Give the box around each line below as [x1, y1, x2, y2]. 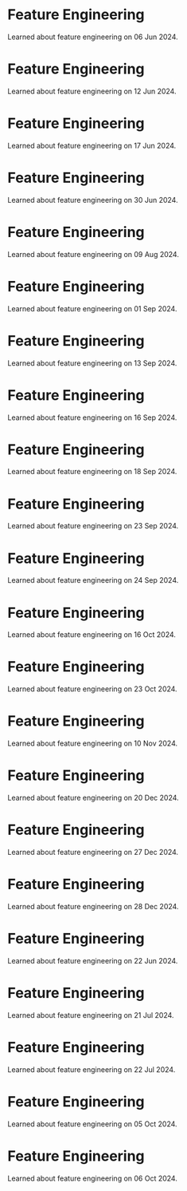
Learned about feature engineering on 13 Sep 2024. [7, 358, 177, 368]
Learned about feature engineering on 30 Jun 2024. [7, 195, 178, 204]
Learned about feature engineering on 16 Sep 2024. [7, 413, 177, 422]
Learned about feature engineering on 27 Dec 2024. [7, 848, 179, 857]
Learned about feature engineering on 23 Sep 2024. [7, 521, 179, 531]
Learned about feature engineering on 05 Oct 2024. [7, 1119, 177, 1129]
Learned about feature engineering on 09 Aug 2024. [7, 249, 180, 259]
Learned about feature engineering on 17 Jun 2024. [7, 140, 177, 150]
